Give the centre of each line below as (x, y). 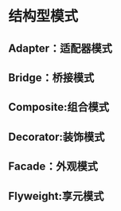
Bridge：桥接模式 (51, 78)
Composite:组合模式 (59, 107)
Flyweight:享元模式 (56, 196)
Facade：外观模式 (53, 167)
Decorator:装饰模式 (57, 137)
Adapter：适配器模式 (60, 48)
